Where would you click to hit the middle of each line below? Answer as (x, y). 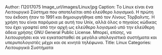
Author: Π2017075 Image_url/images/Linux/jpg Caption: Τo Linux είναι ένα (79, 7)
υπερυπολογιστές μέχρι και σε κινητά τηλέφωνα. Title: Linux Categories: (78, 42)
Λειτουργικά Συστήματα (29, 48)
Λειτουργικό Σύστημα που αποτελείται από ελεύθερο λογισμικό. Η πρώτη (79, 12)
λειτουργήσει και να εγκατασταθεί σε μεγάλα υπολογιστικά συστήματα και (81, 37)
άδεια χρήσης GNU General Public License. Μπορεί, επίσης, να (68, 32)
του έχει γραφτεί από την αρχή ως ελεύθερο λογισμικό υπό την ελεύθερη (80, 27)
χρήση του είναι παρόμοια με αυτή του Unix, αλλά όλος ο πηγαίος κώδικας (81, 22)
